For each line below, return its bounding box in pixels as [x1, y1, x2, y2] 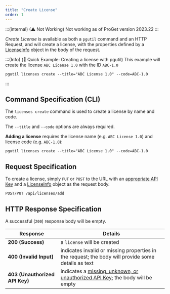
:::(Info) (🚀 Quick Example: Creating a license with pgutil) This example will [5, 56, 160, 62]
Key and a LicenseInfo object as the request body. [5, 181, 110, 187]
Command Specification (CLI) [5, 95, 101, 104]
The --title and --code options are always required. [5, 123, 115, 130]
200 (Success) [8, 238, 45, 245]
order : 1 [5, 12, 24, 17]
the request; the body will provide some [60, 253, 155, 260]
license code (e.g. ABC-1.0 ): [5, 139, 63, 145]
